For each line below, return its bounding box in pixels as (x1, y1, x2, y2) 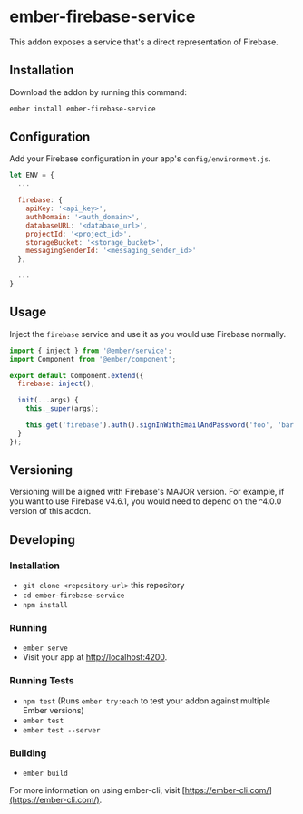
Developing (9, 532, 75, 548)
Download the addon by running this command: (9, 86, 188, 97)
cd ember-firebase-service (22, 591, 125, 600)
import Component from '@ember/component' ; (9, 354, 177, 363)
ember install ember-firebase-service (9, 104, 156, 113)
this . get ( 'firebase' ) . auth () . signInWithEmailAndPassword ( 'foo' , (25, 421, 274, 430)
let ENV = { (9, 170, 54, 180)
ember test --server (22, 725, 101, 735)
